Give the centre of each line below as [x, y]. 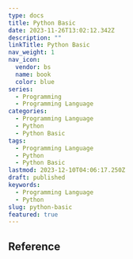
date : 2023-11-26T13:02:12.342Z [61, 30]
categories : [28, 112]
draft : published [37, 178]
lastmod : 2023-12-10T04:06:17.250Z [67, 170]
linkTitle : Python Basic [49, 45]
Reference [34, 246]
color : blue [35, 82]
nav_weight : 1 [32, 52]
